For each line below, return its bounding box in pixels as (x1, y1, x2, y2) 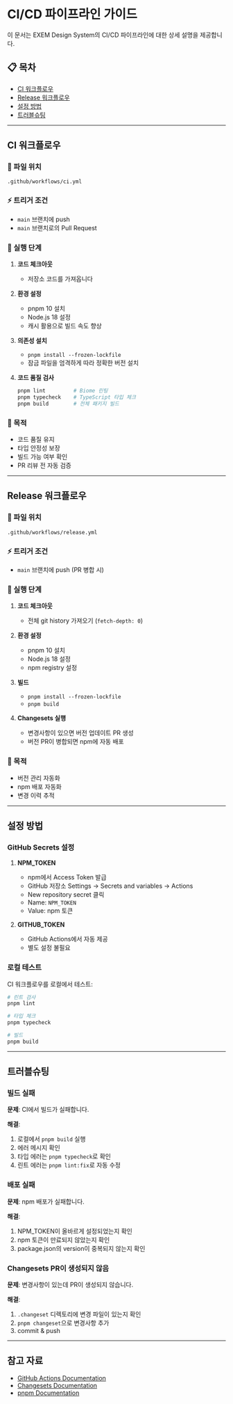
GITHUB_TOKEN (17, 920, 65, 929)
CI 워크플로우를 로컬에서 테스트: (7, 980, 94, 988)
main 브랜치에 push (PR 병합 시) (17, 565, 104, 574)
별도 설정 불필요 (27, 943, 71, 952)
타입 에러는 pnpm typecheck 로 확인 (17, 1152, 111, 1160)
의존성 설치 (17, 337, 47, 345)
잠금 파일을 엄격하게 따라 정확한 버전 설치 (27, 359, 139, 367)
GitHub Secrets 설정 (7, 843, 75, 852)
